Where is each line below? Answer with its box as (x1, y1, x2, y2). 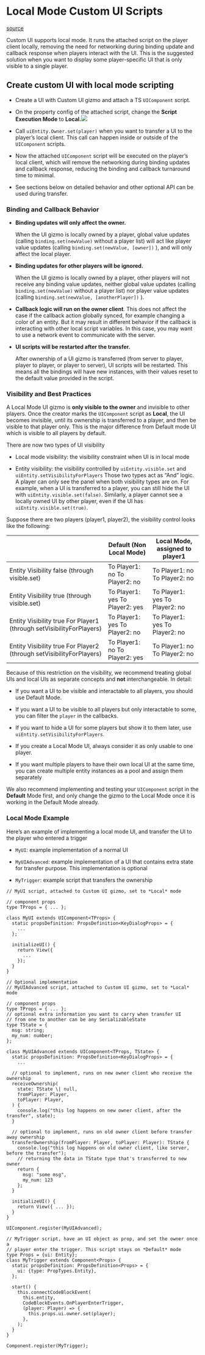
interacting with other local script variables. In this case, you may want (15, 325, 193, 332)
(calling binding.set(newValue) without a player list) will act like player (15, 237, 191, 245)
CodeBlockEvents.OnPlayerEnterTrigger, (22, 1300, 124, 1306)
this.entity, (22, 1294, 56, 1301)
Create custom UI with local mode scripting (6, 80, 174, 90)
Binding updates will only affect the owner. (15, 219, 126, 227)
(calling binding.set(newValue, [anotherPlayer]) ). (15, 293, 145, 301)
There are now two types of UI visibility (6, 441, 105, 449)
